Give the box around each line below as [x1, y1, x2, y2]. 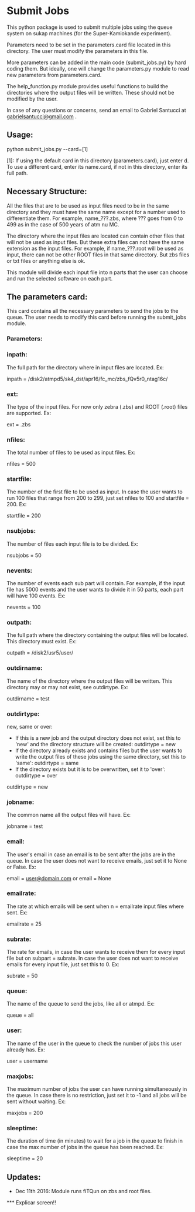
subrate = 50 [6, 972, 38, 980]
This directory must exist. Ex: [6, 638, 77, 645]
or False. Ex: [6, 863, 37, 870]
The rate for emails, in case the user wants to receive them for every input [6, 949, 186, 956]
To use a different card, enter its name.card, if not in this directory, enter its [6, 163, 188, 170]
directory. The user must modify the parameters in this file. [6, 47, 149, 54]
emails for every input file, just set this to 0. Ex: [6, 961, 119, 968]
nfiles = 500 [6, 460, 36, 468]
